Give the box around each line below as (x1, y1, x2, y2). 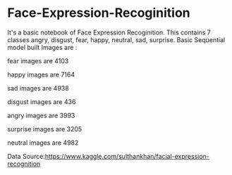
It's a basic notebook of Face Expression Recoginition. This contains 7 (7, 28, 212, 37)
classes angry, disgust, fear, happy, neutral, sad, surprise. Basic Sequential (7, 35, 226, 44)
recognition (7, 160, 41, 168)
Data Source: (7, 152, 46, 160)
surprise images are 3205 (7, 124, 83, 133)
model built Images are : (7, 43, 78, 51)
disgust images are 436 (7, 97, 76, 106)
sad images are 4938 (7, 84, 69, 92)
